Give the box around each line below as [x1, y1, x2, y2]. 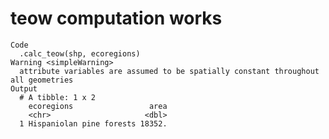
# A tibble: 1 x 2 [19, 92, 97, 102]
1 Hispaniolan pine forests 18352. [19, 118, 168, 129]
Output [10, 83, 38, 94]
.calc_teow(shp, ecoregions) [19, 48, 141, 59]
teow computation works [10, 7, 223, 30]
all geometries [10, 75, 74, 85]
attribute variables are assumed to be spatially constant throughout [19, 66, 320, 76]
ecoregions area [28, 101, 168, 111]
